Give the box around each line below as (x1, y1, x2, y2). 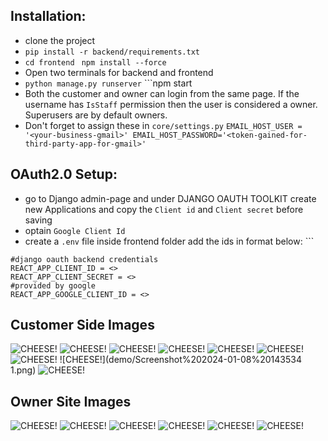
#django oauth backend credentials (10, 254, 159, 264)
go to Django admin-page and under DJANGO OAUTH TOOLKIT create (24, 192, 317, 204)
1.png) (10, 364, 37, 376)
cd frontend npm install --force (24, 57, 167, 68)
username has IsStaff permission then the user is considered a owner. (24, 98, 318, 110)
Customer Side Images (10, 317, 155, 334)
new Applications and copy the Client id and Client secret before (24, 203, 304, 215)
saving (24, 214, 53, 226)
